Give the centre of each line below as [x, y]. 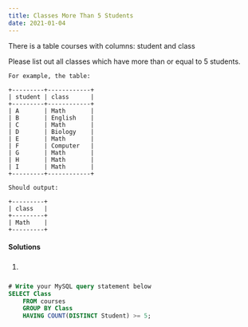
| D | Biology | [51, 132]
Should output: [33, 187]
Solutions [25, 247]
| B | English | [51, 118]
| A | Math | [51, 111]
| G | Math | [51, 152]
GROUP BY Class [48, 309]
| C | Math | [51, 124]
